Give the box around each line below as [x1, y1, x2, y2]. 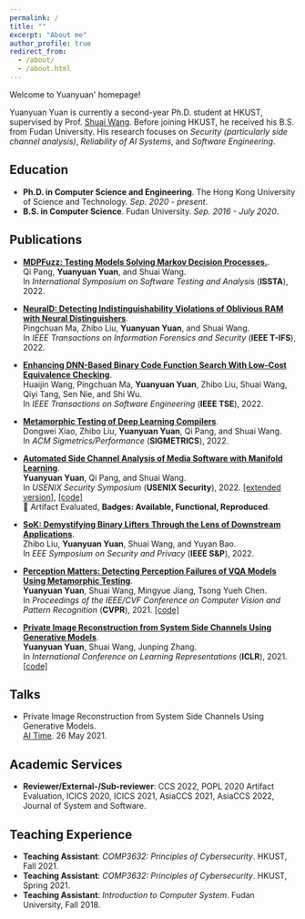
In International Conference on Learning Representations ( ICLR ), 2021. [22, 650, 289, 661]
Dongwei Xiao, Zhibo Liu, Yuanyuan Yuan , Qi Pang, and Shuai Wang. [22, 425, 282, 436]
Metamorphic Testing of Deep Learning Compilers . [22, 415, 219, 426]
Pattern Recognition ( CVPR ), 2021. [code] [22, 604, 180, 615]
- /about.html [17, 65, 71, 74]
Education [9, 162, 69, 178]
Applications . [22, 528, 76, 539]
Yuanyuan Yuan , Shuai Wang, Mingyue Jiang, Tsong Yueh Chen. [22, 585, 268, 596]
